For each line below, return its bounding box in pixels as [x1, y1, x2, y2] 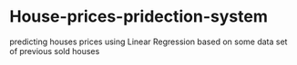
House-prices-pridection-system [9, 6, 269, 27]
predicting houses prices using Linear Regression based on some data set [9, 36, 288, 47]
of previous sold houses [9, 45, 100, 56]
